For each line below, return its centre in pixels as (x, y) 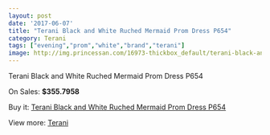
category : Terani (37, 38)
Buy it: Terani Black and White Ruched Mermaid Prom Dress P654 (117, 107)
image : (19, 53)
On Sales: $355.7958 (44, 92)
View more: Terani (39, 123)
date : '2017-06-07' (41, 23)
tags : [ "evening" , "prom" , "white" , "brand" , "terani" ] (96, 46)
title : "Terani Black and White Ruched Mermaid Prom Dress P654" (120, 31)
